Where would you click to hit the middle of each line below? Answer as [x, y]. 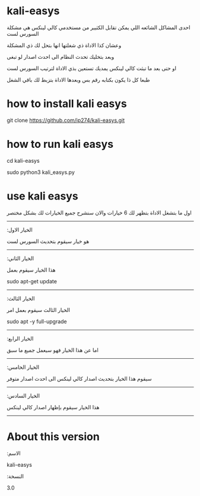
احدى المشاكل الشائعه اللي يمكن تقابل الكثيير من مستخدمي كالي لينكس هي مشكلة [99, 27]
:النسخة [15, 476]
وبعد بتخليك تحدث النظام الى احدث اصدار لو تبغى [61, 56]
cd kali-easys [23, 160]
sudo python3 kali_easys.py [41, 172]
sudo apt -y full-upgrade [37, 321]
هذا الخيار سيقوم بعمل [31, 270]
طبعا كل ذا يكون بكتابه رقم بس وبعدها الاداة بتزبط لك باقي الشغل [78, 80]
